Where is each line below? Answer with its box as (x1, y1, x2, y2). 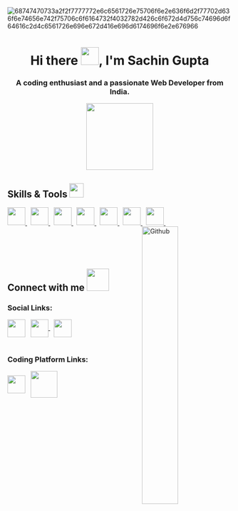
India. (109, 87, 130, 97)
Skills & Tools (7, 188, 68, 200)
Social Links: (7, 302, 53, 312)
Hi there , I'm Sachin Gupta (30, 53, 209, 69)
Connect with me (7, 281, 86, 293)
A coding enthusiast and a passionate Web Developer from (16, 78, 224, 88)
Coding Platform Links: (7, 354, 89, 364)
